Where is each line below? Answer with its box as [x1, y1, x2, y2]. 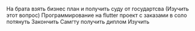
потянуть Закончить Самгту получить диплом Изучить [6, 18, 150, 25]
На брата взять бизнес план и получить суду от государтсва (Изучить [6, 5, 189, 12]
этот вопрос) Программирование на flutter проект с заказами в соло [6, 12, 188, 19]
